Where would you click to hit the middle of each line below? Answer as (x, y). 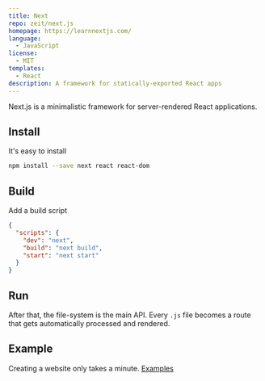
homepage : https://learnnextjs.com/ (70, 31)
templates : (27, 69)
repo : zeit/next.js (41, 23)
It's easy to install (38, 151)
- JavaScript (38, 46)
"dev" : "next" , (48, 240)
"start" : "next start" (61, 255)
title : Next (28, 16)
